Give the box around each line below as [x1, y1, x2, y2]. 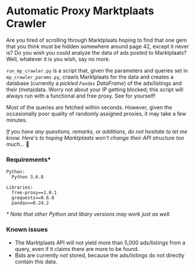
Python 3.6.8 [11, 174, 44, 180]
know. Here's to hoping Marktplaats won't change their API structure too [6, 134, 184, 141]
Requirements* [6, 155, 52, 164]
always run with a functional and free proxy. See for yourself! [6, 92, 156, 99]
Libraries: [6, 184, 33, 191]
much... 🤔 [6, 140, 30, 147]
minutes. [6, 116, 28, 123]
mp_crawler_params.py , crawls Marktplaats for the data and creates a [6, 73, 174, 80]
